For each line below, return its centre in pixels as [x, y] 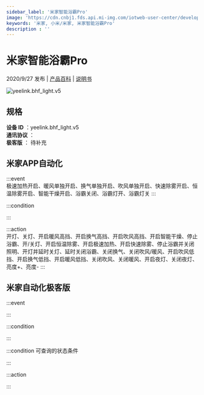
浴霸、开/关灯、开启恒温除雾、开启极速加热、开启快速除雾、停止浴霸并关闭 [100, 244]
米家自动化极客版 [38, 288]
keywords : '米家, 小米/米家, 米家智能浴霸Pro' [61, 23]
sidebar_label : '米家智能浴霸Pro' [47, 12]
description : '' [28, 29]
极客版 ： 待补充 [26, 143]
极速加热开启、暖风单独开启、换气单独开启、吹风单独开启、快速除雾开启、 [99, 185]
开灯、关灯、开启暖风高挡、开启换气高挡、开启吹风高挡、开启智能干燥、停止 [102, 236]
